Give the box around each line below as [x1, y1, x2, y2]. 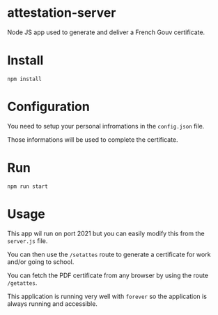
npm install [7, 75, 42, 82]
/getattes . [7, 278, 38, 287]
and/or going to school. [7, 257, 75, 266]
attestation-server [7, 5, 116, 21]
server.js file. [7, 236, 48, 245]
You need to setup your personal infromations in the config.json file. [7, 122, 205, 130]
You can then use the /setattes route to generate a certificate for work [7, 250, 211, 258]
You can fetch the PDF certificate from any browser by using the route [7, 271, 209, 279]
